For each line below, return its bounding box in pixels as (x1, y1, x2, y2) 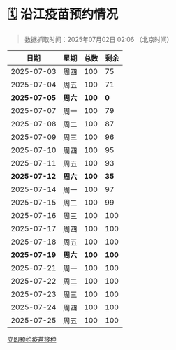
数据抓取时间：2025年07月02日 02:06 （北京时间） (24, 35, 173, 43)
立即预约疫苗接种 (7, 335, 57, 343)
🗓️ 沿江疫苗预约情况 (7, 6, 119, 22)
